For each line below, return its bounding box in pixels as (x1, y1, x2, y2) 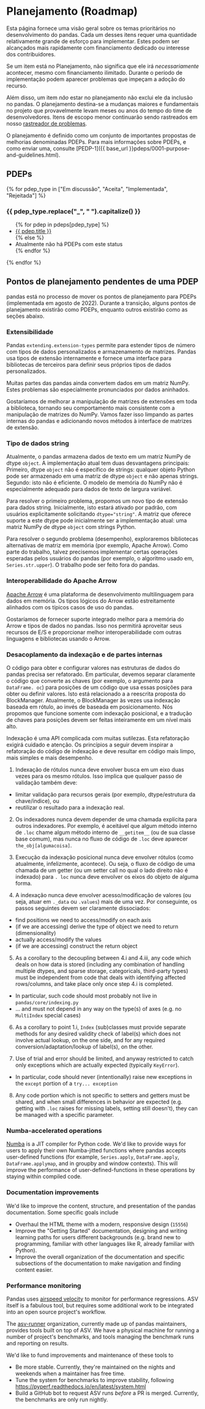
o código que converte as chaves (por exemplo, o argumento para (6, 677, 173, 685)
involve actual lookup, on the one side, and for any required (15, 1037, 165, 1044)
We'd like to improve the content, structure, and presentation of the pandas (6, 1202, 196, 1209)
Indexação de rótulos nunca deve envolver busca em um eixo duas (15, 766, 185, 773)
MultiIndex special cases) (15, 1012, 81, 1019)
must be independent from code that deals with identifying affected (15, 974, 186, 981)
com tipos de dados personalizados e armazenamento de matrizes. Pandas (6, 348, 196, 356)
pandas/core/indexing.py (15, 1000, 79, 1006)
